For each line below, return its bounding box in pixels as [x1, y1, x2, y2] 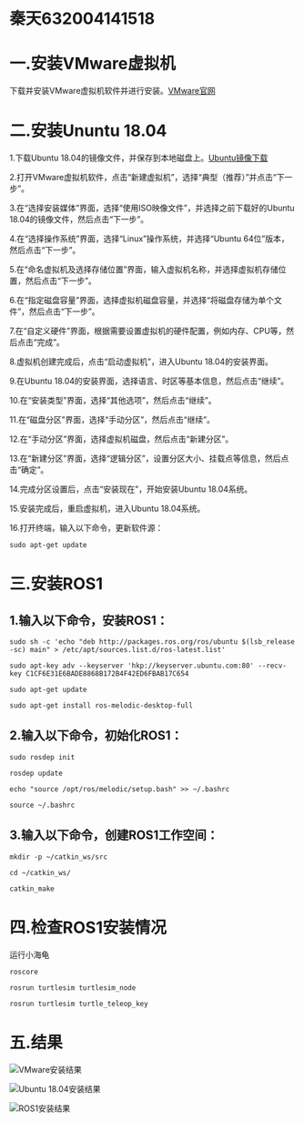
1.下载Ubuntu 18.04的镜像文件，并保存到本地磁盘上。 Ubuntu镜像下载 [9, 152, 269, 164]
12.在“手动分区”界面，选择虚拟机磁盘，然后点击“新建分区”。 [9, 433, 234, 444]
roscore [9, 967, 39, 976]
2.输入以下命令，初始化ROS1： [9, 728, 184, 743]
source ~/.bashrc [9, 801, 76, 810]
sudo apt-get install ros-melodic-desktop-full [9, 701, 194, 710]
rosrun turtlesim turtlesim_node [9, 983, 137, 993]
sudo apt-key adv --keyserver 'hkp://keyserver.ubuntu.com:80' [9, 661, 255, 670]
